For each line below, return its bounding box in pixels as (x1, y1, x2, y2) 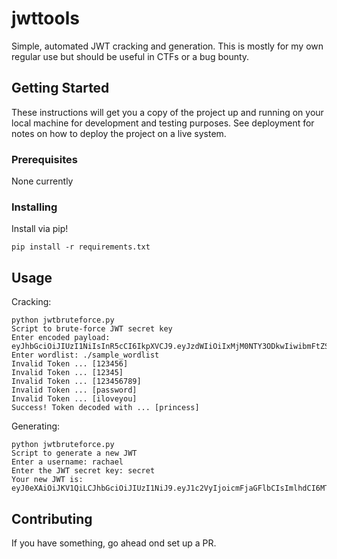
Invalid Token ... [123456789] (11, 377, 142, 387)
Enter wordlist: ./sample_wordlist (11, 350, 160, 361)
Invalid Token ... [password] (11, 385, 138, 396)
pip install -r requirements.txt (11, 242, 151, 252)
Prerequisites (11, 152, 78, 166)
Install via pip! (11, 223, 69, 235)
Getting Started (11, 80, 110, 97)
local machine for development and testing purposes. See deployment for (11, 117, 315, 129)
